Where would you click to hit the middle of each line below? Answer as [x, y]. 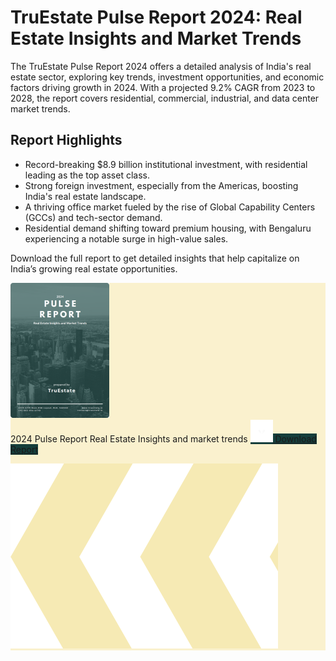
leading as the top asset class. [87, 175]
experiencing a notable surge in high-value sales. [126, 238]
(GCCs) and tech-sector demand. [93, 217]
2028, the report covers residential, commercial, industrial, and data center [165, 98]
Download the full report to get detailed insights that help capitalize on [155, 258]
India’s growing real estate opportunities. [94, 268]
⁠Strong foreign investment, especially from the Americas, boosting [161, 185]
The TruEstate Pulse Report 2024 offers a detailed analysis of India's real [161, 66]
